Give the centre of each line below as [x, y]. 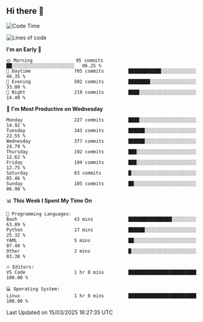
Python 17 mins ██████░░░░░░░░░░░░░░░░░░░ [101, 230]
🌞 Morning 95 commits [55, 60]
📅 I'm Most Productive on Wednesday [55, 109]
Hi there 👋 [25, 11]
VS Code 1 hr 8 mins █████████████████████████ [101, 272]
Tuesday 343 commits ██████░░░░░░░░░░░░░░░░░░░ [101, 130]
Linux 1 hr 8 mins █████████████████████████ [101, 296]
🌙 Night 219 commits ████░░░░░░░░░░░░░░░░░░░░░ [101, 92]
